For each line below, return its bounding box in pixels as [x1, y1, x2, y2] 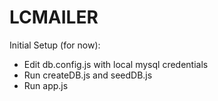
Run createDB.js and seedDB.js [23, 69, 153, 81]
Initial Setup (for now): [9, 39, 101, 51]
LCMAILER [9, 6, 99, 29]
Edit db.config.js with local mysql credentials [23, 58, 209, 70]
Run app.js [23, 79, 69, 91]
